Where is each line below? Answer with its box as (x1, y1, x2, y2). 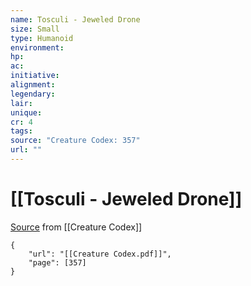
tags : (10, 126, 33, 136)
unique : (10, 107, 43, 118)
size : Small (10, 24, 60, 34)
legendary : (10, 89, 56, 99)
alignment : (10, 80, 56, 90)
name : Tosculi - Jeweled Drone (10, 14, 141, 25)
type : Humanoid (10, 33, 74, 43)
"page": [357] (28, 257, 87, 268)
